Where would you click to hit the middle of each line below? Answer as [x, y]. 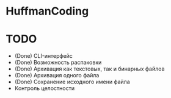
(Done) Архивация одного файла [57, 75]
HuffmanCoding [47, 11]
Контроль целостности [44, 88]
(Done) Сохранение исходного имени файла [72, 82]
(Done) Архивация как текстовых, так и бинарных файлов [89, 69]
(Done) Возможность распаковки [58, 63]
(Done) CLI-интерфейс [43, 56]
